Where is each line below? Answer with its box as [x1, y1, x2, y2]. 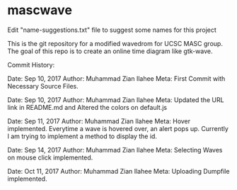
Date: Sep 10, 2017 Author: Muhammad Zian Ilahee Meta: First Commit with [7, 74, 226, 83]
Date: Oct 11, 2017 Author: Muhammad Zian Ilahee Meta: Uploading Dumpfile [7, 167, 230, 175]
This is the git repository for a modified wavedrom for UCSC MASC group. [7, 39, 223, 47]
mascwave [7, 2, 73, 18]
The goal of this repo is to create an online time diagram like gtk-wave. [7, 47, 213, 55]
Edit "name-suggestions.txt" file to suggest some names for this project [7, 26, 217, 34]
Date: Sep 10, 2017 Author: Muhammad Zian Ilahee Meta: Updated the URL [7, 95, 224, 104]
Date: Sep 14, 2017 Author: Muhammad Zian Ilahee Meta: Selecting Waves [7, 145, 223, 154]
